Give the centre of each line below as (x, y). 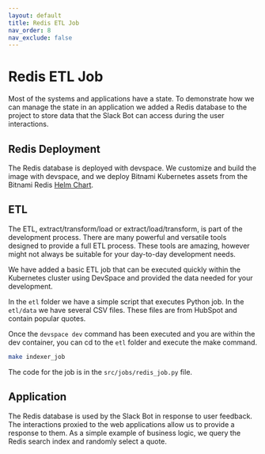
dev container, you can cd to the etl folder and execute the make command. (133, 342)
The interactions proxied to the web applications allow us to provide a (121, 424)
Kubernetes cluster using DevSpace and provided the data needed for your (131, 277)
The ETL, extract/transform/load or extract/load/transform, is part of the (125, 229)
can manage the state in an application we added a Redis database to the (128, 107)
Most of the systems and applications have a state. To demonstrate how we (131, 99)
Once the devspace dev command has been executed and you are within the (132, 334)
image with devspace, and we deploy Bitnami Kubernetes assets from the (128, 176)
